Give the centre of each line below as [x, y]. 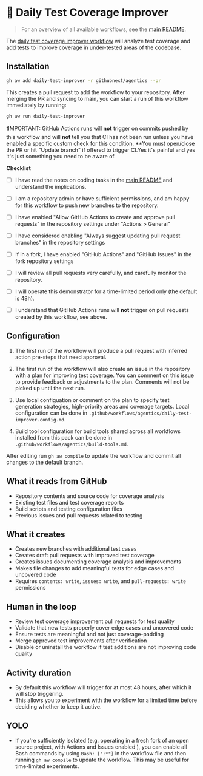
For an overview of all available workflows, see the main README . [104, 29]
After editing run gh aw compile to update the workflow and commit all [94, 455]
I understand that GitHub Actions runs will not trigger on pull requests [102, 310]
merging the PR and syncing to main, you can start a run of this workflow [97, 98]
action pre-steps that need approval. [61, 357]
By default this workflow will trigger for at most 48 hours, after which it [103, 687]
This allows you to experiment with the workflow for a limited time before [106, 700]
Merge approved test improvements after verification [81, 641]
